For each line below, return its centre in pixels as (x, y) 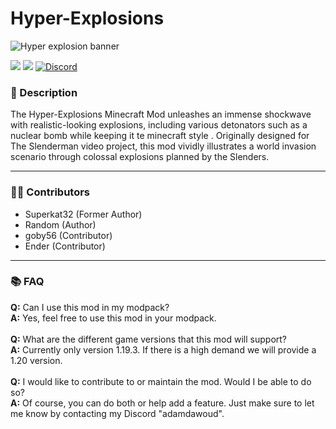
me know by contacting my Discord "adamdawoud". (117, 413)
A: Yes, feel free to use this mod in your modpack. (113, 318)
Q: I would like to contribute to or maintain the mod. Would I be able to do (161, 381)
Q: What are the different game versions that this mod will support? (149, 339)
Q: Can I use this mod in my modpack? (90, 307)
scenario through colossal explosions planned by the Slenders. (140, 157)
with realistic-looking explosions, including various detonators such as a (159, 125)
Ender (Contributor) (65, 246)
